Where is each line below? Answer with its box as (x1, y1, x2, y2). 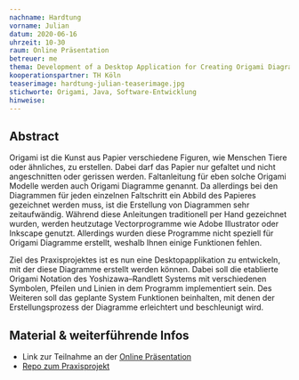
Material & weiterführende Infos (9, 327, 190, 343)
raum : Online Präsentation (9, 46, 109, 55)
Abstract (9, 128, 60, 143)
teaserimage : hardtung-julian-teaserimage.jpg (9, 79, 185, 88)
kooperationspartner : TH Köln (9, 71, 122, 80)
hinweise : (9, 95, 46, 105)
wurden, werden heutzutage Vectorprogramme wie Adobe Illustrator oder (9, 219, 279, 230)
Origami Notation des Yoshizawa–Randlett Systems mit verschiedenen (9, 273, 267, 285)
